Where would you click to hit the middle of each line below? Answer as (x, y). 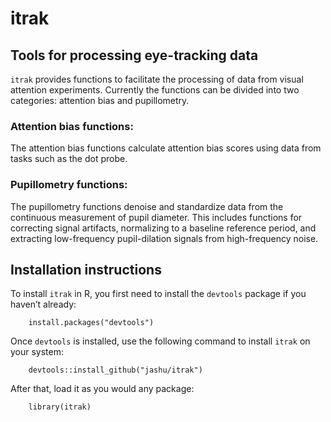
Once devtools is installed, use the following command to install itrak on (160, 341)
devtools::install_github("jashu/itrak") (115, 370)
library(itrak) (60, 407)
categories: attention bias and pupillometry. (100, 100)
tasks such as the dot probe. (69, 159)
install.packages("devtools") (91, 323)
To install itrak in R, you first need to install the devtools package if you (158, 294)
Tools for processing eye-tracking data (134, 55)
